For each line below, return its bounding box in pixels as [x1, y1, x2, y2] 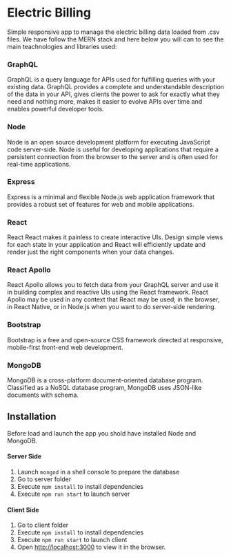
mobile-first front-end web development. [7, 343, 123, 351]
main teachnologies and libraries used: [7, 42, 117, 50]
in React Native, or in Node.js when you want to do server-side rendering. [7, 303, 217, 311]
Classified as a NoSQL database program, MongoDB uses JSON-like [7, 384, 202, 392]
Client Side [7, 505, 39, 514]
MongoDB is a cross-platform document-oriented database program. [7, 376, 203, 384]
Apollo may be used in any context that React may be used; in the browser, [7, 295, 220, 304]
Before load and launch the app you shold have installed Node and [7, 429, 197, 437]
